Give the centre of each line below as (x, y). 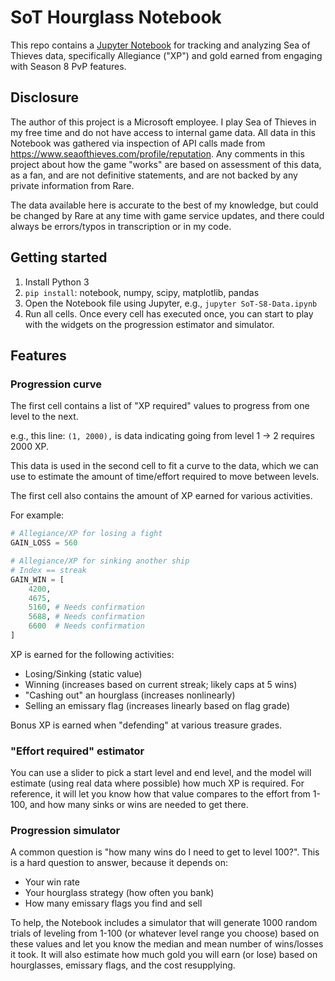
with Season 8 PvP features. (68, 66)
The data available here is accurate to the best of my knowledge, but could (164, 205)
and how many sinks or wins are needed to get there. (139, 805)
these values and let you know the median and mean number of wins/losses (167, 944)
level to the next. (44, 417)
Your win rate (52, 882)
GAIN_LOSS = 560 (44, 543)
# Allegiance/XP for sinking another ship (100, 561)
